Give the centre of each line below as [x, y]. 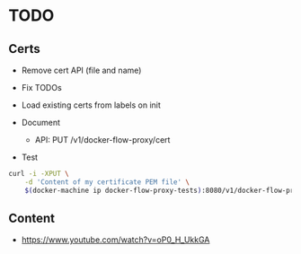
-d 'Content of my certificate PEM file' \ [107, 182]
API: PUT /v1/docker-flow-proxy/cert [102, 140]
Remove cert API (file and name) [81, 70]
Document [40, 123]
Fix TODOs [41, 88]
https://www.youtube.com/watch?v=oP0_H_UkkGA [115, 240]
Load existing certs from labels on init [91, 105]
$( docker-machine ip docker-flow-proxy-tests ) [113, 190]
